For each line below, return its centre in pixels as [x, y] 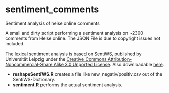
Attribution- [120, 59]
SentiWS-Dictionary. [34, 79]
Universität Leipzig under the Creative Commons [56, 59]
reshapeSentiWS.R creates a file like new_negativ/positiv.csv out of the [88, 74]
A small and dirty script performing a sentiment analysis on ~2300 [74, 33]
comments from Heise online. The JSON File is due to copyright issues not [83, 38]
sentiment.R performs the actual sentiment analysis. [68, 85]
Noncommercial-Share [29, 64]
